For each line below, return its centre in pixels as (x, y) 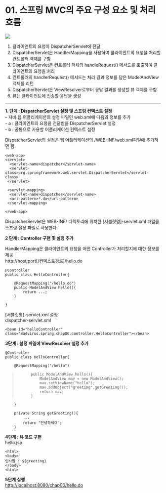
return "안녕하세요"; (42, 423)
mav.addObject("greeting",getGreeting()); (84, 387)
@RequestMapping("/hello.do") (45, 283)
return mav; (52, 391)
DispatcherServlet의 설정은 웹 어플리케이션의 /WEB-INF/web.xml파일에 (75, 140)
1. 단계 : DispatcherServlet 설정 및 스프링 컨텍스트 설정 (59, 111)
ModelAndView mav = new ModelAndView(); (82, 378)
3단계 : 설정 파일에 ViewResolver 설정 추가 (47, 343)
